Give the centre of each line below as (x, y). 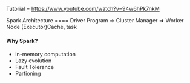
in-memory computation (45, 55)
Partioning (28, 74)
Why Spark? (22, 41)
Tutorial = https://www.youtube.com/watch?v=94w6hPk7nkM (83, 9)
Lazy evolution (33, 61)
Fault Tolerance (34, 67)
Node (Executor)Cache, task (42, 27)
